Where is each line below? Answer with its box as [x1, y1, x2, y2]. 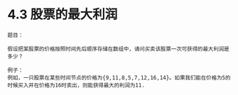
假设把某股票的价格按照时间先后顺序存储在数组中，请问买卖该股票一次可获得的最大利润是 [7, 45, 229, 52]
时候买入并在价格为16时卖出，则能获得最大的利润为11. [7, 82, 146, 89]
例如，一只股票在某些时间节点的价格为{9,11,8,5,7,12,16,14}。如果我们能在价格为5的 [7, 74, 231, 82]
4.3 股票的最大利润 [7, 6, 118, 23]
